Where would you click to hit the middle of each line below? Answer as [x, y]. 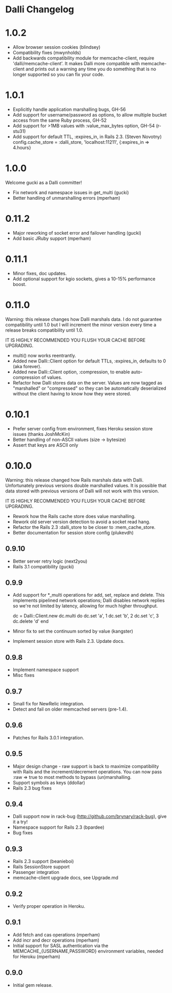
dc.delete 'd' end [30, 621]
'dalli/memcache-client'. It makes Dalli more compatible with [76, 64]
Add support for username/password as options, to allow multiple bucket [90, 115]
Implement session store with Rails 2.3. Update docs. [69, 641]
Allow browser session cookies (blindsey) [57, 47]
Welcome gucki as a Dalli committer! [44, 183]
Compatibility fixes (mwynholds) [47, 53]
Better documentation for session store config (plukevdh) [73, 532]
